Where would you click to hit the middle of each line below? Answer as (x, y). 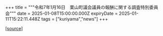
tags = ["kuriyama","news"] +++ (75, 19)
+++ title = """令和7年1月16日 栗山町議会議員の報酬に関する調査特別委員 (82, 7)
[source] (14, 28)
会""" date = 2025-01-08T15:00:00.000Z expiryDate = (62, 13)
